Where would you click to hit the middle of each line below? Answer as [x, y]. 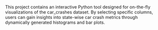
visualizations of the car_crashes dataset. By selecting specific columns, [79, 12]
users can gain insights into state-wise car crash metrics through [71, 17]
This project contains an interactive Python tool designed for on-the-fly [78, 7]
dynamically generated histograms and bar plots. [55, 22]
